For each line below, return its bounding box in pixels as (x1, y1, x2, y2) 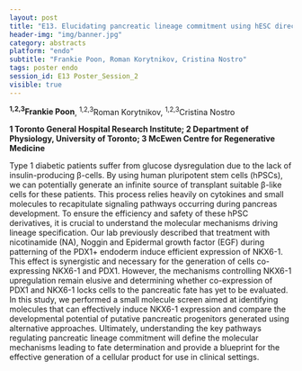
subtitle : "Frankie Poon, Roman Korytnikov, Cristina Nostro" (9, 55, 247, 64)
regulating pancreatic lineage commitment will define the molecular (9, 332, 259, 343)
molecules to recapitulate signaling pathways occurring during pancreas (9, 199, 278, 210)
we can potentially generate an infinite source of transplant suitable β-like (9, 179, 282, 190)
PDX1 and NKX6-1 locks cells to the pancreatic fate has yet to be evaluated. (9, 285, 289, 295)
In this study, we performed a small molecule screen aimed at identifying (9, 294, 279, 305)
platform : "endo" (9, 47, 75, 56)
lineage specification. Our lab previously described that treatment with (9, 227, 271, 239)
